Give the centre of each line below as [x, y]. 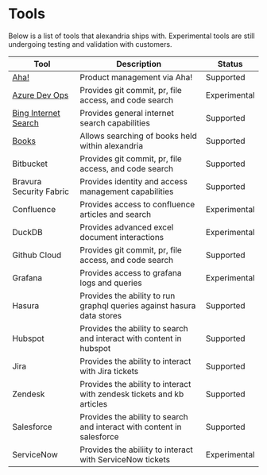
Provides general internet [127, 113]
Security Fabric [41, 191]
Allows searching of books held [138, 136]
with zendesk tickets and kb [132, 394]
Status [230, 64]
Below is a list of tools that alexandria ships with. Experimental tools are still [132, 36]
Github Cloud [37, 255]
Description [139, 64]
